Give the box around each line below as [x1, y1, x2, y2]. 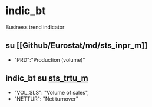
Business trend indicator [5, 24, 65, 31]
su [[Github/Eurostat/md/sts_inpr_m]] [5, 41, 148, 51]
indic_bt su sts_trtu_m [5, 73, 89, 83]
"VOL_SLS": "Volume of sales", [14, 89, 89, 96]
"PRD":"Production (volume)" [14, 56, 85, 63]
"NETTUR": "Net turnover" [14, 95, 79, 102]
